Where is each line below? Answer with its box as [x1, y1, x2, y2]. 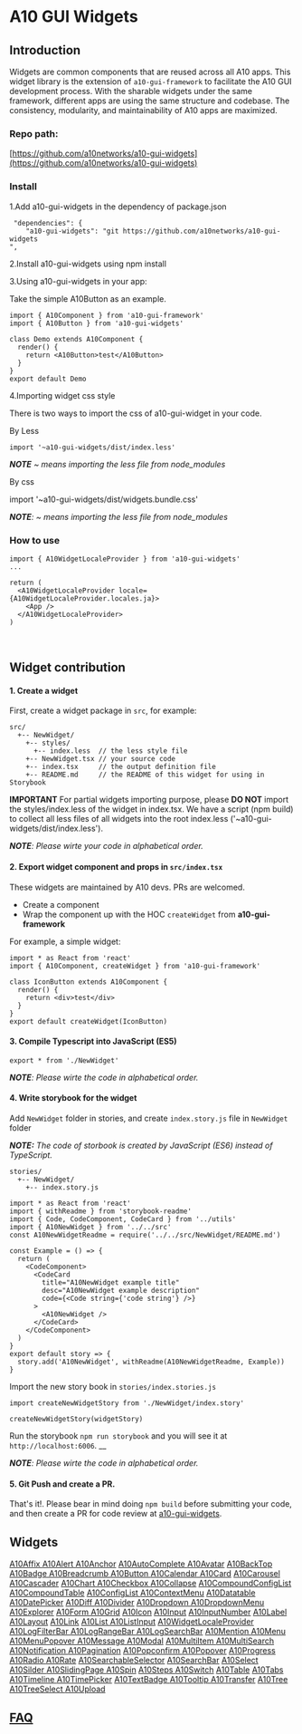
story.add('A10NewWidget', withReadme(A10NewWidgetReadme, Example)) [17, 1357, 285, 1367]
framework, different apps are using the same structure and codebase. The [9, 95, 290, 106]
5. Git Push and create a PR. [9, 1479, 116, 1489]
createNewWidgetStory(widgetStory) [9, 1415, 144, 1424]
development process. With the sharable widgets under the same [9, 86, 253, 96]
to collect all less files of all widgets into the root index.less [9, 814, 229, 824]
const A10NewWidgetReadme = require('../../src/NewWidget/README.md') [9, 1230, 281, 1240]
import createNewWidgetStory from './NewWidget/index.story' [9, 1399, 245, 1408]
